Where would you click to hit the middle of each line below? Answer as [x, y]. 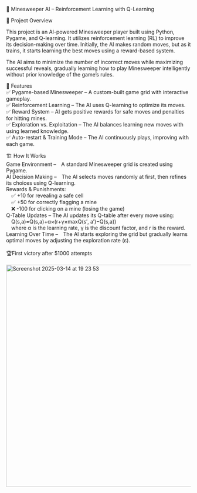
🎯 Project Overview [29, 20]
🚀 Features [19, 86]
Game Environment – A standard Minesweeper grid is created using [89, 164]
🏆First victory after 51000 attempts [49, 253]
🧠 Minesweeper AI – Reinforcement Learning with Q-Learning [80, 9]
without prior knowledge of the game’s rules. [60, 74]
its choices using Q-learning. [41, 183]
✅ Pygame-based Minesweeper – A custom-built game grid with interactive [97, 92]
